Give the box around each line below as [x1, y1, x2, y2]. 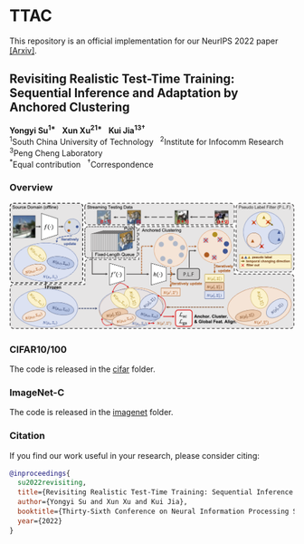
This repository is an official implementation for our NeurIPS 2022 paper [9, 35, 279, 46]
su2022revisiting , [17, 478, 88, 488]
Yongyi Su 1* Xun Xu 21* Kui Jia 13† [9, 123, 147, 136]
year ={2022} [17, 516, 63, 526]
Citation [9, 430, 45, 442]
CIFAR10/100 [9, 343, 68, 355]
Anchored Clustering [9, 100, 130, 115]
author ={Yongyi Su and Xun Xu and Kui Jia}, [17, 498, 188, 507]
